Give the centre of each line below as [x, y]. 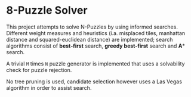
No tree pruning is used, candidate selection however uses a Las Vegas [94, 82]
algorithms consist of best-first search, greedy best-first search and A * [95, 46]
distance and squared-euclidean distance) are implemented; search [90, 39]
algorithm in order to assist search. [49, 87]
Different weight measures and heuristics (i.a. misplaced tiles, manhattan [96, 33]
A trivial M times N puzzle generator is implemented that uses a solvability [95, 64]
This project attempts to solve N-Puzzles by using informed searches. [92, 27]
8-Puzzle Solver [47, 10]
